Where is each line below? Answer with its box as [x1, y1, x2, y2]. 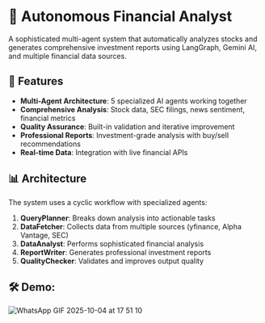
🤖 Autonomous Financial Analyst [8, 7, 233, 26]
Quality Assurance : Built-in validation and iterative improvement [19, 121, 235, 132]
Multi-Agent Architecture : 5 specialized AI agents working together [19, 96, 248, 106]
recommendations [19, 139, 81, 149]
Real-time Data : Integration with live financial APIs [19, 147, 188, 157]
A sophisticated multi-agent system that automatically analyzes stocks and [8, 34, 258, 44]
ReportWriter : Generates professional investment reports [19, 247, 212, 257]
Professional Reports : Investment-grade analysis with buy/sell [19, 130, 229, 140]
